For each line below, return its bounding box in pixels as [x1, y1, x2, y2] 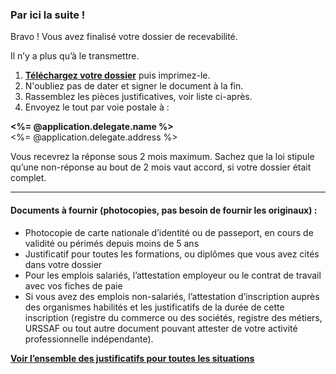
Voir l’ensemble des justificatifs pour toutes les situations [10, 352, 255, 364]
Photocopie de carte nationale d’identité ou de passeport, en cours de [24, 226, 314, 238]
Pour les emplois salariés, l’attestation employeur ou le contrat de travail [24, 269, 322, 281]
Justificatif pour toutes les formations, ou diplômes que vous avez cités [24, 248, 320, 260]
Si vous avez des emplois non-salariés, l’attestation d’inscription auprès [24, 290, 320, 302]
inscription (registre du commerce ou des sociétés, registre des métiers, [24, 311, 323, 323]
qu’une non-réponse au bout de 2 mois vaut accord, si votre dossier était [10, 161, 312, 173]
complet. [10, 172, 47, 184]
